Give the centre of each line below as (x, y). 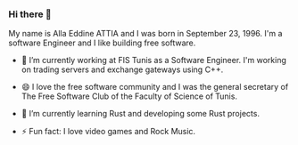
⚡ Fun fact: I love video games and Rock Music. (108, 132)
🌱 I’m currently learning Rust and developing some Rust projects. (141, 114)
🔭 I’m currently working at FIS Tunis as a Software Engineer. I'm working (153, 60)
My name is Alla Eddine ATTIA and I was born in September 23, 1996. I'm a (145, 34)
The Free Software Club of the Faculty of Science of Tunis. (129, 96)
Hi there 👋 (30, 14)
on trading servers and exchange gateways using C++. (122, 69)
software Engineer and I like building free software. (102, 43)
